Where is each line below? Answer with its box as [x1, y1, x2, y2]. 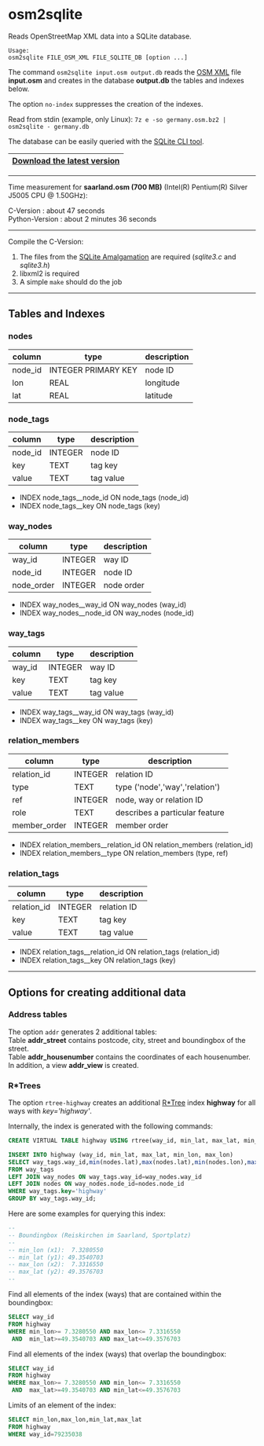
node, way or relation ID [115, 794, 203, 805]
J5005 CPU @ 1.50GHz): [8, 190, 88, 200]
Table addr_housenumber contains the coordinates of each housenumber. [8, 1051, 251, 1062]
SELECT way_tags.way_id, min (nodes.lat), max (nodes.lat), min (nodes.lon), [8, 1158, 247, 1166]
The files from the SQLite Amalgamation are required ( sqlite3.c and [19, 251, 236, 261]
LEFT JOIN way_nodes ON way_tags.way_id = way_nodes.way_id [8, 1173, 202, 1180]
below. [8, 84, 30, 94]
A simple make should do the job [19, 277, 123, 286]
